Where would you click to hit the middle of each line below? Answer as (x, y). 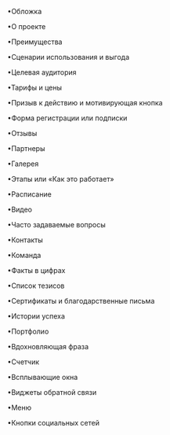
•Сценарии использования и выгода (69, 57)
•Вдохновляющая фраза (48, 347)
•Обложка (25, 11)
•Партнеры (26, 148)
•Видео (20, 209)
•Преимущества (35, 42)
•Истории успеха (36, 316)
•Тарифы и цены (35, 87)
